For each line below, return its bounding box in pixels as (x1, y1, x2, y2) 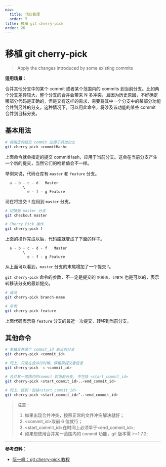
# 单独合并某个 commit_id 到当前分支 (5, 347, 75, 352)
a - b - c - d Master (9, 180, 58, 185)
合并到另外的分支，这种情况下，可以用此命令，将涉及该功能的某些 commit (5, 104, 156, 110)
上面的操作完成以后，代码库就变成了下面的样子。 (5, 236, 105, 242)
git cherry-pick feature (5, 308, 56, 313)
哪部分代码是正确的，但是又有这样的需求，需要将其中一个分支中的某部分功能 (5, 98, 161, 104)
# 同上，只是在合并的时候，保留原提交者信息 (5, 361, 83, 366)
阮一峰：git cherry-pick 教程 (12, 457, 70, 463)
